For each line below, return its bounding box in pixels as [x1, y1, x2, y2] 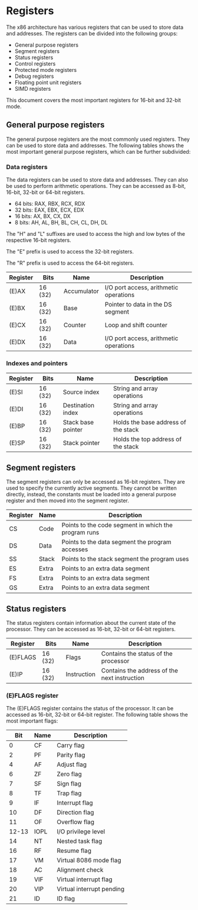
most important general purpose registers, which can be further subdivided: [6, 148, 191, 155]
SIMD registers [14, 85, 51, 92]
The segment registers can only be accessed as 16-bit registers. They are [6, 479, 186, 486]
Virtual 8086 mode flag [57, 856, 121, 865]
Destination [62, 401, 95, 410]
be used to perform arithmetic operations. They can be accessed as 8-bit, [6, 183, 186, 190]
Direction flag [57, 809, 94, 817]
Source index [62, 388, 100, 396]
